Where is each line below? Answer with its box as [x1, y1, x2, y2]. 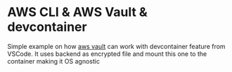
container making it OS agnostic [7, 57, 101, 65]
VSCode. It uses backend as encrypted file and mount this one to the [7, 50, 207, 58]
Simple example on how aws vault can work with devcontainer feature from [7, 42, 226, 50]
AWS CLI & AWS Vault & [7, 4, 148, 20]
